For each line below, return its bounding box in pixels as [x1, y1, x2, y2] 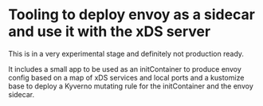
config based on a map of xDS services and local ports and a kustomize [8, 73, 245, 82]
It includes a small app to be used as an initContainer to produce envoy [8, 64, 241, 73]
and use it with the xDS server [8, 22, 211, 41]
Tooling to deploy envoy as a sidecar [8, 6, 255, 24]
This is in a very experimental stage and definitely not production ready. [8, 49, 245, 58]
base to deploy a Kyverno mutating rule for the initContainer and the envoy [8, 81, 253, 91]
